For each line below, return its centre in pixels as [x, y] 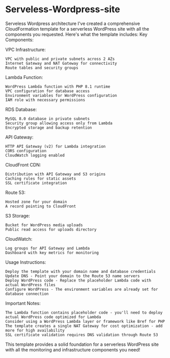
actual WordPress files [31, 285]
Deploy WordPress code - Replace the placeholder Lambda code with [78, 280]
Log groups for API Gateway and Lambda [48, 248]
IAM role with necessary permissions [45, 100]
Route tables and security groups [42, 68]
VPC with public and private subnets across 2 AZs [60, 59]
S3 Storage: [18, 215]
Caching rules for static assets [41, 178]
